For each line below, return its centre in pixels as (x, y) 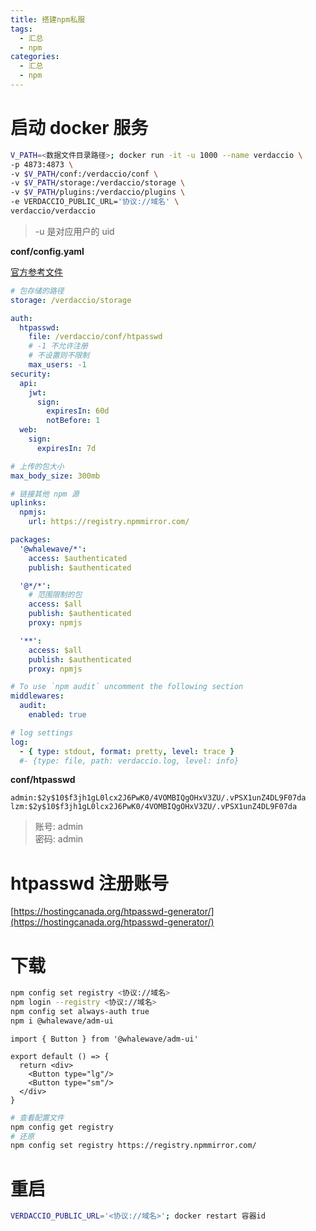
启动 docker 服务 (79, 128)
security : (31, 374)
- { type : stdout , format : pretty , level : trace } (127, 751)
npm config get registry (62, 1127)
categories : (35, 57)
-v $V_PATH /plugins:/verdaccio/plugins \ (98, 192)
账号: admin (59, 827)
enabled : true (57, 715)
